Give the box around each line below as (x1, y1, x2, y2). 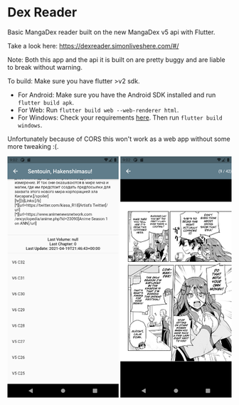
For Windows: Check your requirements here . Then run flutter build (17, 113, 223, 122)
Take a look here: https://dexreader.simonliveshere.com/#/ (7, 41, 179, 50)
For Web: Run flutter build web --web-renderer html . (17, 105, 179, 114)
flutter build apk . (17, 98, 75, 107)
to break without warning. (7, 63, 83, 71)
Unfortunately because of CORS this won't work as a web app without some (7, 135, 230, 143)
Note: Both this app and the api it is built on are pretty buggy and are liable (7, 55, 225, 64)
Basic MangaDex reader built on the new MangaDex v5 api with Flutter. (7, 28, 216, 36)
